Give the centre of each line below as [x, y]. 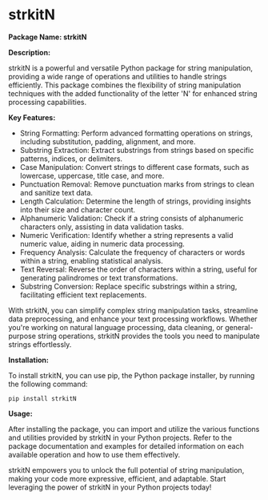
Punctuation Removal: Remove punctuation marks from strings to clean [137, 184]
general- [239, 327]
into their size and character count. [78, 209]
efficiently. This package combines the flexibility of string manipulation [125, 85]
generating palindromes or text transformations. [99, 277]
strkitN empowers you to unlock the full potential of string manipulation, [126, 470]
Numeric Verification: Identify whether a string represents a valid [126, 235]
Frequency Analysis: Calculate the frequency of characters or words [132, 252]
